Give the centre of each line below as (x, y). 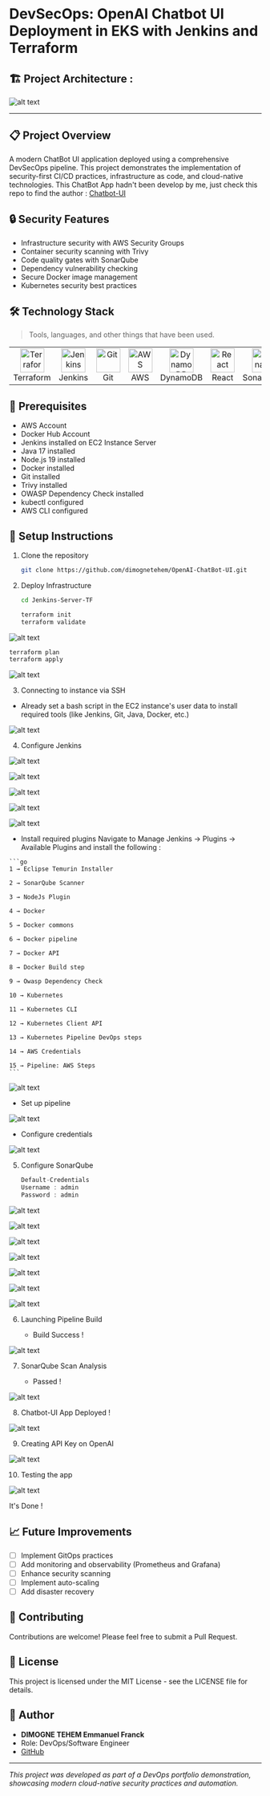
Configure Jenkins (51, 746)
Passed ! (47, 1381)
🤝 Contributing (46, 1617)
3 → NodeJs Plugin (40, 897)
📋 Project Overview (60, 136)
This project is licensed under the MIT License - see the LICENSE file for (128, 1681)
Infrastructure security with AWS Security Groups (103, 242)
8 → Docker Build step (47, 968)
